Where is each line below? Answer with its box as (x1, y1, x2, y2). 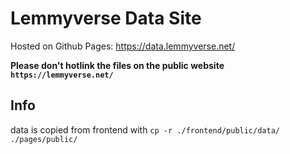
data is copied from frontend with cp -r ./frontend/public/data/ (10, 123, 280, 136)
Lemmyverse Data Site (10, 7, 202, 30)
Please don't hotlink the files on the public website (10, 59, 225, 71)
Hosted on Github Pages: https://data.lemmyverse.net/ (10, 40, 236, 52)
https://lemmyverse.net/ (10, 70, 114, 80)
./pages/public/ (10, 134, 78, 144)
